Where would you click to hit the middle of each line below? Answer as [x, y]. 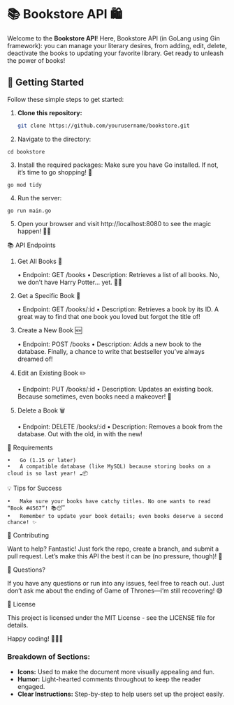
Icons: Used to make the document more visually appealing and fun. [116, 671]
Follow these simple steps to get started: [66, 99]
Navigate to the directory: [54, 139]
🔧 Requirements [30, 447]
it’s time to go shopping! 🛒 [55, 172]
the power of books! [36, 60]
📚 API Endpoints [31, 245]
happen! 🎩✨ [34, 231]
